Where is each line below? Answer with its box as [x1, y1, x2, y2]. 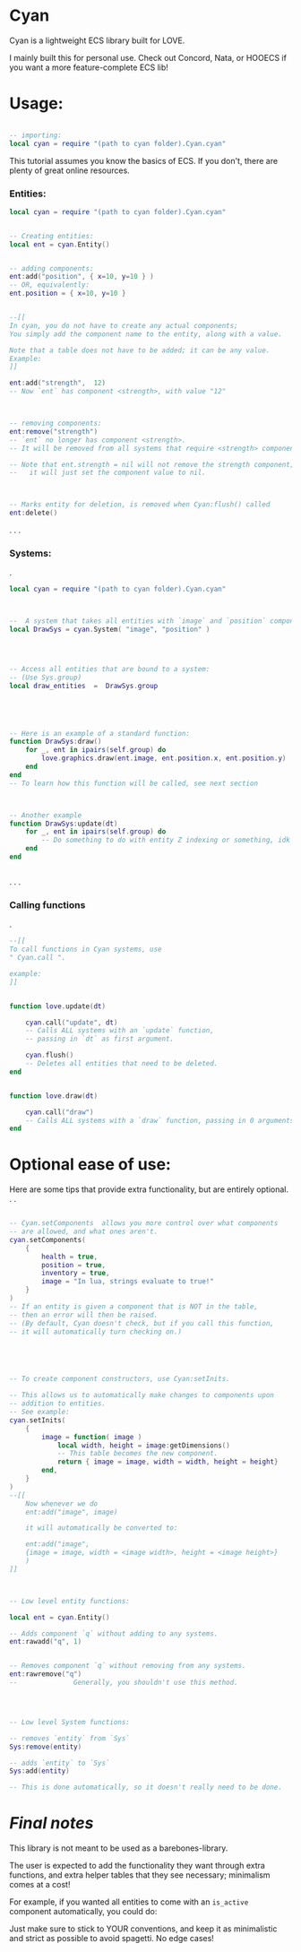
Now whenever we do [25, 1499, 99, 1508]
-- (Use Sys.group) [9, 673, 82, 682]
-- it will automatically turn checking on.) [9, 1327, 182, 1336]
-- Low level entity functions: [9, 1596, 130, 1605]
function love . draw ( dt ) [9, 1091, 99, 1101]
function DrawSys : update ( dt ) [9, 819, 118, 828]
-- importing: [9, 131, 63, 140]
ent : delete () [9, 508, 58, 518]
